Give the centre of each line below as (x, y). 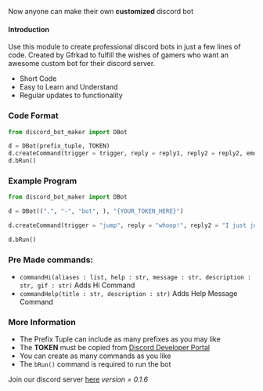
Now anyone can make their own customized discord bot (101, 11)
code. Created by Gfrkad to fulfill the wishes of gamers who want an (119, 55)
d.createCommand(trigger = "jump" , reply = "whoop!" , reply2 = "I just (127, 226)
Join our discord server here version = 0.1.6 (78, 379)
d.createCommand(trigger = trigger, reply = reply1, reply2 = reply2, (126, 153)
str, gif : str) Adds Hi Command (77, 285)
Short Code (38, 79)
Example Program (43, 181)
